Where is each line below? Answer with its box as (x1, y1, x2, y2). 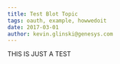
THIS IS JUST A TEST (7, 50, 71, 58)
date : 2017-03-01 (7, 23, 59, 31)
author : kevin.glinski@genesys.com (7, 30, 114, 38)
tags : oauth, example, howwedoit (7, 17, 107, 24)
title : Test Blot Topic (7, 10, 79, 18)
